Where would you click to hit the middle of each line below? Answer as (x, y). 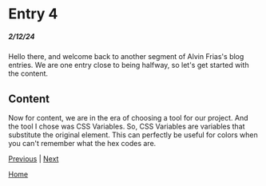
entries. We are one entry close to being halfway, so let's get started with (129, 65)
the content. (28, 73)
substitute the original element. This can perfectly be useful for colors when (133, 135)
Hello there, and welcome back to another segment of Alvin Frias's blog (126, 57)
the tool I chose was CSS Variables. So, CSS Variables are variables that (127, 126)
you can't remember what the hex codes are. (82, 143)
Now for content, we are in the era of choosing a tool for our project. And (129, 117)
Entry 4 (33, 14)
